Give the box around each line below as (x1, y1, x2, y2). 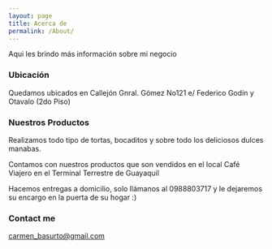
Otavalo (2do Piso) (8, 97, 71, 106)
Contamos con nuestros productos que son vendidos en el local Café (8, 159, 240, 169)
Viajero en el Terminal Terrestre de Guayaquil (8, 168, 160, 178)
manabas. (8, 144, 42, 153)
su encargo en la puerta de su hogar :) (8, 192, 137, 202)
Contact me (8, 213, 56, 224)
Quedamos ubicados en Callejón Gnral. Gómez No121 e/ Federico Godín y (8, 88, 254, 97)
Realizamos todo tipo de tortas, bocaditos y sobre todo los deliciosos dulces (8, 135, 264, 144)
